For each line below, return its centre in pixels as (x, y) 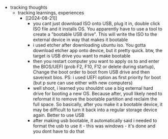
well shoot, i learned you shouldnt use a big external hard (93, 88)
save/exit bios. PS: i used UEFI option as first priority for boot (97, 77)
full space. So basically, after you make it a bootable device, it (98, 104)
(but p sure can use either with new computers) (83, 83)
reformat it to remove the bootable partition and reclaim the (95, 99)
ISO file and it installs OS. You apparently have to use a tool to (98, 29)
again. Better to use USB (59, 115)
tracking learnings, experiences (51, 13)
